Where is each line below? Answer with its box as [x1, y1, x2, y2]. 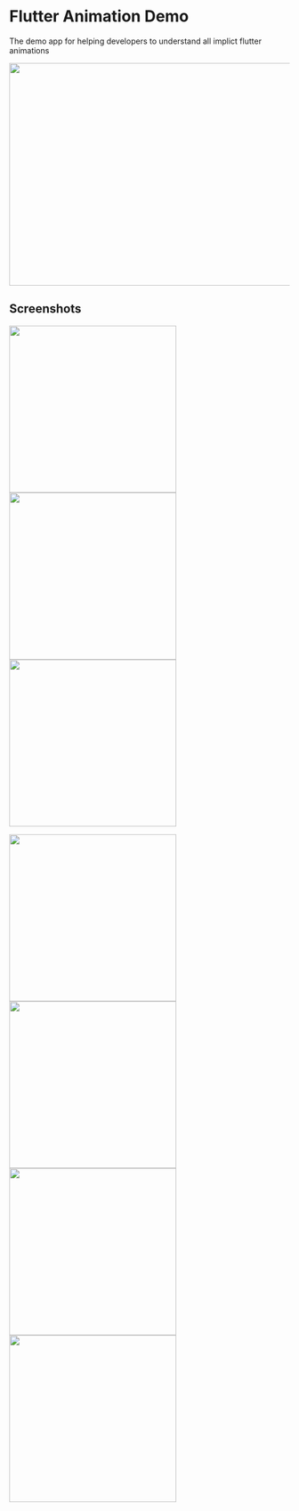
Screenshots [9, 301, 82, 317]
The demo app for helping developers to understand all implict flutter [9, 36, 263, 46]
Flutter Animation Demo [9, 6, 190, 27]
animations [9, 45, 50, 55]
